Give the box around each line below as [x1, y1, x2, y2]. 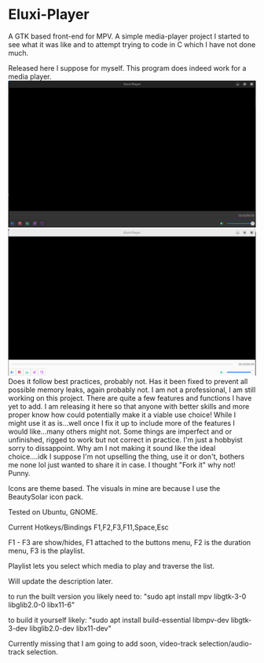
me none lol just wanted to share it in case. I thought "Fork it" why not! [8, 460, 236, 470]
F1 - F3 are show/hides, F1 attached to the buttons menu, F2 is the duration [8, 538, 251, 548]
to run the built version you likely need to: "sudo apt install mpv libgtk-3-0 [8, 592, 247, 602]
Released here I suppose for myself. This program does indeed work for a [8, 63, 247, 72]
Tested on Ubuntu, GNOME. [8, 507, 98, 517]
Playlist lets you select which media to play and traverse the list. [8, 562, 214, 571]
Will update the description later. [8, 577, 114, 586]
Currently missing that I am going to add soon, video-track [8, 639, 198, 649]
